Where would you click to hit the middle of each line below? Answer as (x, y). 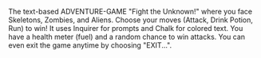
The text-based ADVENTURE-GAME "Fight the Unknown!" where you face (130, 12)
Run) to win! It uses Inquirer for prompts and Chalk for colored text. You (126, 28)
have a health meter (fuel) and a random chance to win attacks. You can (127, 37)
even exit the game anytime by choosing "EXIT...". (90, 45)
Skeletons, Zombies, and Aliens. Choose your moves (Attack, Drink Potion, (131, 20)
